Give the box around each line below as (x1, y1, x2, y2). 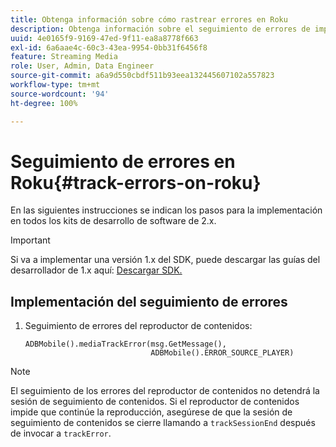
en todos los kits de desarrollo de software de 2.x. (10, 215, 217, 227)
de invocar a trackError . (10, 427, 112, 440)
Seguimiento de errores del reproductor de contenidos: (24, 320, 253, 332)
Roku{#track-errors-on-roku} (10, 171, 262, 194)
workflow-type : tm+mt (10, 80, 101, 90)
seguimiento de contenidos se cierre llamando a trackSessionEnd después (10, 417, 316, 429)
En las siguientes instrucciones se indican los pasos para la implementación (10, 204, 323, 216)
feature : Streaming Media (10, 52, 118, 62)
